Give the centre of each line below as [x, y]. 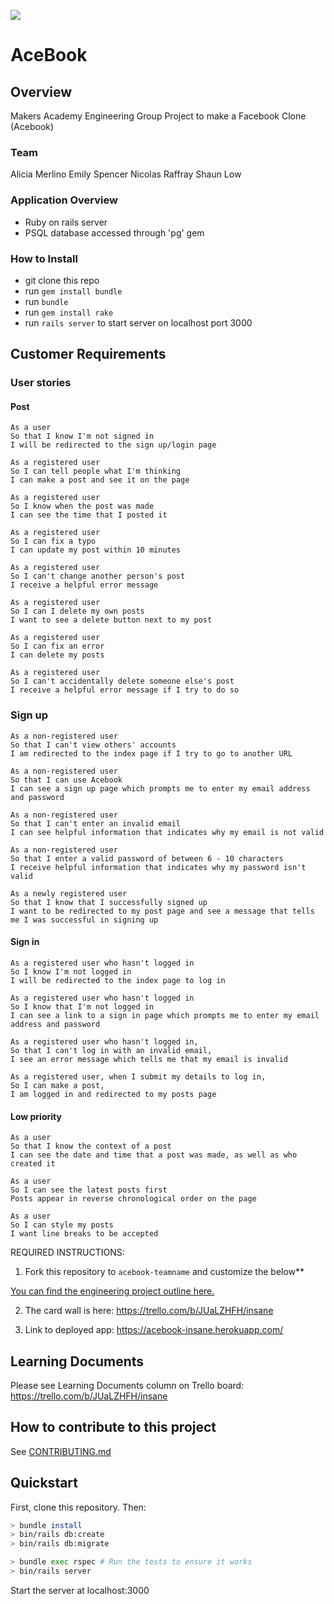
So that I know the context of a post [91, 1146]
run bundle [46, 301]
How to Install [44, 258]
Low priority [36, 1116]
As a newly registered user [69, 893]
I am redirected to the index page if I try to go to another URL [151, 753]
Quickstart [44, 1483]
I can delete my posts [57, 655]
